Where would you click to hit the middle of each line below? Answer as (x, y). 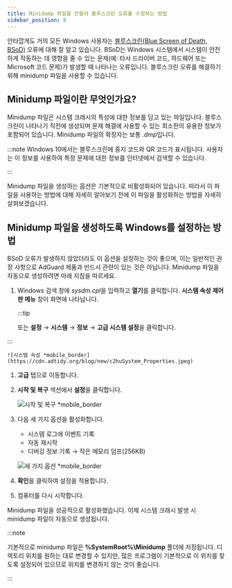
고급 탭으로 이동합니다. (48, 375)
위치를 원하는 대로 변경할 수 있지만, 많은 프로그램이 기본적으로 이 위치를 (122, 556)
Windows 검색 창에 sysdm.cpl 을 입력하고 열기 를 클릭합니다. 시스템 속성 (114, 291)
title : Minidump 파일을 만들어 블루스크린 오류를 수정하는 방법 (87, 14)
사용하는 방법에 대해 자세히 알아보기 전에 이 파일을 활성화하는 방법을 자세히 (121, 195)
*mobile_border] (66, 355)
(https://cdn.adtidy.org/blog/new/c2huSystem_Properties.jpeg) (100, 361)
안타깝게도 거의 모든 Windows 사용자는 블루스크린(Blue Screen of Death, (107, 41)
